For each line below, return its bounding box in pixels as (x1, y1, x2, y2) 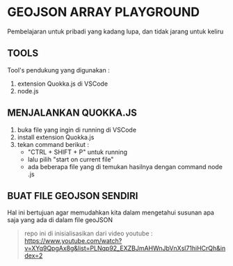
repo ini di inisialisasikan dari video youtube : (24, 229, 153, 237)
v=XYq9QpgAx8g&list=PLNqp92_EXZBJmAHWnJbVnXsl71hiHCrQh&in (24, 244, 226, 253)
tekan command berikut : (17, 140, 89, 148)
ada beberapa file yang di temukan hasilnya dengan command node (27, 162, 223, 171)
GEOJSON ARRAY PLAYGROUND (7, 4, 200, 20)
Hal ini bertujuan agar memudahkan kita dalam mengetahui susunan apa (7, 208, 214, 217)
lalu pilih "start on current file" (27, 155, 114, 164)
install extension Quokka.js (17, 133, 95, 141)
